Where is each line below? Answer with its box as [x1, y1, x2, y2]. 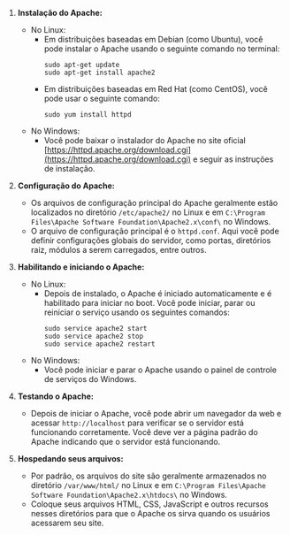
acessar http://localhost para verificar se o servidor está [30, 417, 245, 428]
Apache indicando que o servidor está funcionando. [30, 437, 221, 447]
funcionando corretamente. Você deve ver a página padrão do [30, 427, 258, 437]
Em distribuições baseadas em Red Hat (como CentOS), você [43, 84, 268, 94]
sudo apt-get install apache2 [43, 68, 156, 77]
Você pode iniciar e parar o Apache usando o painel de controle [43, 364, 277, 375]
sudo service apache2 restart [43, 340, 156, 348]
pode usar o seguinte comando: [43, 93, 161, 103]
